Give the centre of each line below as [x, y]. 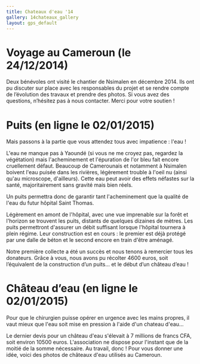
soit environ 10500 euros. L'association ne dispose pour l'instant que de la [97, 342]
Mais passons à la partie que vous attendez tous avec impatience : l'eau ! [96, 142]
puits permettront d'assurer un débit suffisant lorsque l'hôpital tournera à [96, 227]
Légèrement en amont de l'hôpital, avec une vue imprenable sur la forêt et [97, 215]
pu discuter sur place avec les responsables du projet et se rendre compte [98, 88]
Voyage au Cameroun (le [69, 52]
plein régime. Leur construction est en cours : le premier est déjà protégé [96, 233]
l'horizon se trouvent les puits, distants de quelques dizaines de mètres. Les [100, 221]
